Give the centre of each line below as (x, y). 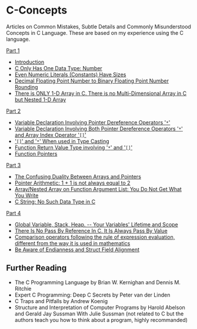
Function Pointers (36, 153)
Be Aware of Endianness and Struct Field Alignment (77, 249)
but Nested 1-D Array (40, 99)
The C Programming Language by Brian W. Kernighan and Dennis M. (98, 282)
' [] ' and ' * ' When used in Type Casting (62, 141)
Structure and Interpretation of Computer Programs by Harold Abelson (100, 307)
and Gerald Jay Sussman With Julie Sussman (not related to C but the (99, 314)
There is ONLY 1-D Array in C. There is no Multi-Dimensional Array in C (101, 93)
